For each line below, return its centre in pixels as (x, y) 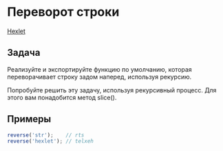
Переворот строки (63, 12)
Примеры (29, 119)
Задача (24, 53)
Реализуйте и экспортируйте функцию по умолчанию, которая (100, 69)
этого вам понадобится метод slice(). (62, 97)
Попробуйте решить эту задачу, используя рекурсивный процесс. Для (112, 90)
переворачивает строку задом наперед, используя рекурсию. (99, 77)
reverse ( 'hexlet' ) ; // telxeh (51, 141)
